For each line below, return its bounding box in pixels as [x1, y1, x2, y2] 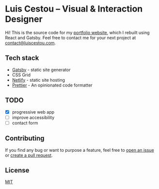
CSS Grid [12, 72, 31, 78]
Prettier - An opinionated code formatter [12, 82, 93, 88]
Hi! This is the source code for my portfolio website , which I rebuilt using [5, 29, 150, 35]
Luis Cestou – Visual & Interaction [5, 3, 143, 15]
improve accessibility [12, 115, 55, 120]
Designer [5, 14, 43, 25]
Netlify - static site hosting [12, 77, 65, 83]
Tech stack [5, 54, 39, 62]
